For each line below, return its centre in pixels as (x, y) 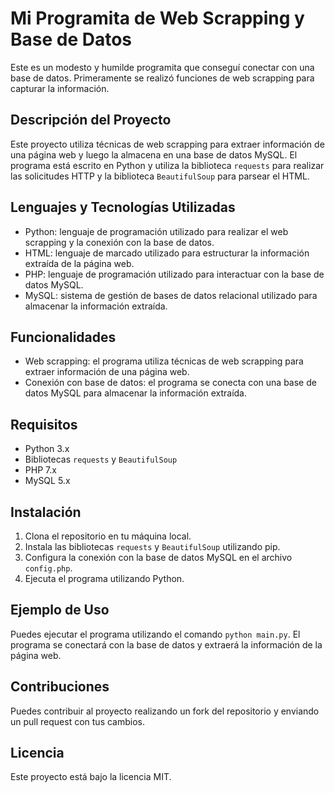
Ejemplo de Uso (60, 610)
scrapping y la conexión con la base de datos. (119, 242)
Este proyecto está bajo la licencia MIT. (91, 777)
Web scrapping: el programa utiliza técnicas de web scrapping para (164, 361)
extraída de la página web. (79, 263)
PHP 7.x (40, 470)
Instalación (46, 512)
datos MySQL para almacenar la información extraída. (135, 393)
